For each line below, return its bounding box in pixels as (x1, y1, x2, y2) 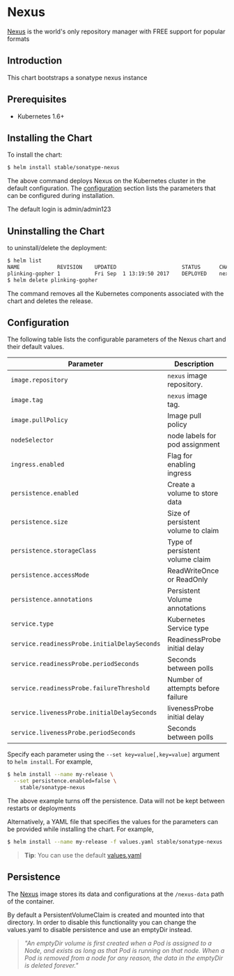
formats (7, 34, 30, 42)
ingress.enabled (10, 460, 65, 469)
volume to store (166, 488, 219, 498)
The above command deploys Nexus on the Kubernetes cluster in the (7, 177, 206, 185)
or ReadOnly (166, 575, 208, 584)
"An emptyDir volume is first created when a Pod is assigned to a (24, 938, 212, 947)
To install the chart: (7, 150, 63, 159)
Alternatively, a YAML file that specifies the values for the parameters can (7, 818, 218, 826)
